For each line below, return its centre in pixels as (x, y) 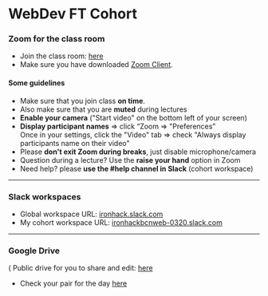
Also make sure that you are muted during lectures (103, 109)
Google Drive (34, 251)
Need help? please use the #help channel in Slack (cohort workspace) (136, 168)
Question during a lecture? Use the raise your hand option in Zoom (130, 160)
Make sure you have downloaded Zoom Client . (96, 65)
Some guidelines (37, 83)
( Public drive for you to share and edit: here (81, 268)
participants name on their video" (75, 143)
